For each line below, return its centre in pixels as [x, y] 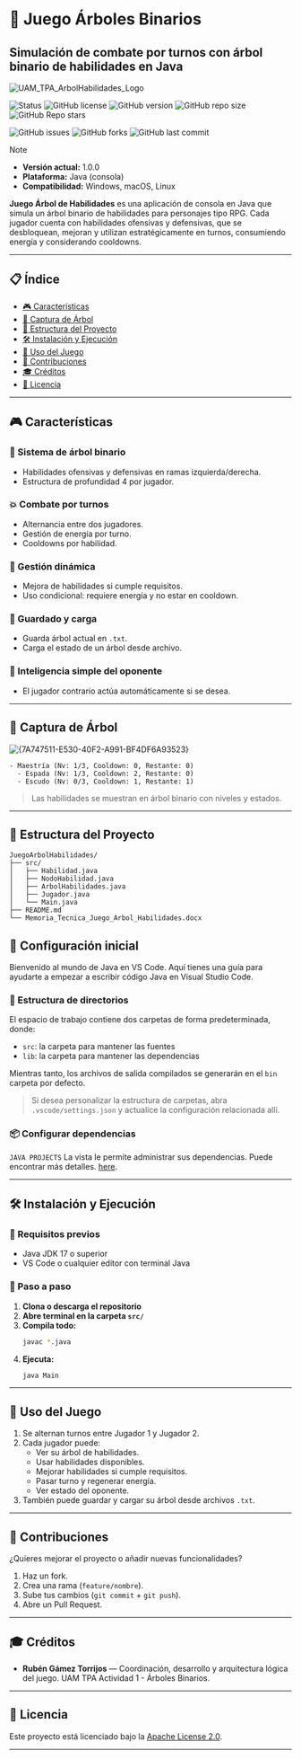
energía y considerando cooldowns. [75, 242]
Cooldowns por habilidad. [70, 543]
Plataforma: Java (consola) [73, 177]
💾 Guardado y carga [53, 619]
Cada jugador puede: [61, 1443]
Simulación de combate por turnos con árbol [136, 53]
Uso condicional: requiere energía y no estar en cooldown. [130, 596]
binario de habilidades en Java [96, 66]
